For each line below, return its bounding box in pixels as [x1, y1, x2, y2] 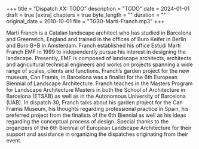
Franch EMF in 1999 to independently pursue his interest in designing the [6, 48, 186, 55]
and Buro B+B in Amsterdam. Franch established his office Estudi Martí [6, 42, 181, 49]
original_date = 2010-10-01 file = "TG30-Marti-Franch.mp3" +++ [6, 18, 165, 24]
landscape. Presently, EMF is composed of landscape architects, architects [6, 55, 191, 61]
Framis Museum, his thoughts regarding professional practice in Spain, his [6, 105, 189, 112]
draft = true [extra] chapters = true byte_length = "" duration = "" [6, 11, 166, 18]
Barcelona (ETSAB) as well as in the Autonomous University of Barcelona [6, 92, 186, 100]
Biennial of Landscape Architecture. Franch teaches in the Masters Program [6, 80, 193, 87]
